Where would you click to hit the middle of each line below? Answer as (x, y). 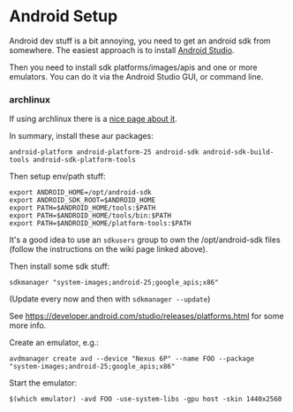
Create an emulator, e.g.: (54, 343)
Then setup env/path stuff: (57, 176)
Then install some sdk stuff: (60, 266)
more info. (28, 325)
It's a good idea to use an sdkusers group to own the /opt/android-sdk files (145, 240)
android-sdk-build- (238, 152)
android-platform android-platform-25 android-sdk (104, 152)
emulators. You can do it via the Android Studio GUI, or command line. (136, 76)
